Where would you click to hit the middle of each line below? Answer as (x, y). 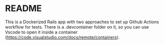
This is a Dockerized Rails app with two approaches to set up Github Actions (82, 22)
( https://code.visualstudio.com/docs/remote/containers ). (62, 37)
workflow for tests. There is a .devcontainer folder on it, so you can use (77, 27)
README (23, 8)
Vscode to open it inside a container (41, 32)
